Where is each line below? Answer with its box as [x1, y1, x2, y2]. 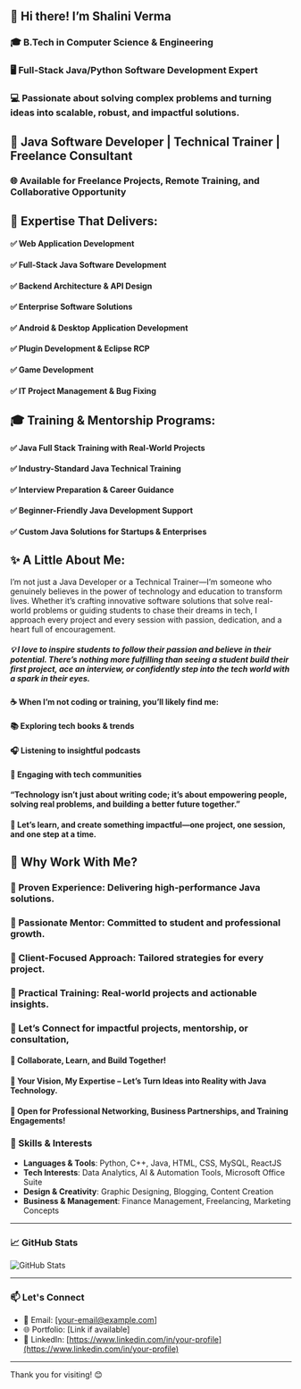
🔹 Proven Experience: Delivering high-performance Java [10, 882, 261, 894]
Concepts [22, 1205, 60, 1216]
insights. [10, 998, 50, 1010]
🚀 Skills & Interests [10, 1137, 93, 1150]
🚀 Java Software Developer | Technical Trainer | [10, 134, 280, 149]
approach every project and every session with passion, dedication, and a [10, 614, 282, 625]
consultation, [10, 1033, 70, 1045]
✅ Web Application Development [10, 238, 135, 249]
